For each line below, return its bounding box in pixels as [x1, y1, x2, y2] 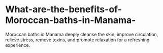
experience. [5, 42, 30, 48]
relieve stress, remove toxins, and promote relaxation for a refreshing [5, 37, 150, 43]
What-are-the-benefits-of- [5, 4, 122, 15]
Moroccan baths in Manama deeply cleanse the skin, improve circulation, [5, 31, 158, 37]
